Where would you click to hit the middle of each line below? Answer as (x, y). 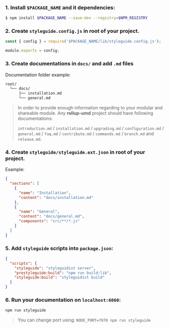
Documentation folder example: (38, 74)
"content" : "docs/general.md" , (51, 217)
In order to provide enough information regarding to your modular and (90, 108)
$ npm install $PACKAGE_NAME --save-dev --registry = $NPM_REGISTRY (76, 18)
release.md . (30, 139)
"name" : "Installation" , (45, 193)
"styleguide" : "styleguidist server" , (55, 268)
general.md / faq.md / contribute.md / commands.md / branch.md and (86, 134)
